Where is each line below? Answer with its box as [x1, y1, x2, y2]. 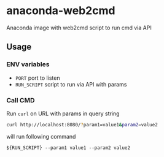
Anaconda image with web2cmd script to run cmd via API [6, 24, 152, 31]
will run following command [6, 132, 76, 140]
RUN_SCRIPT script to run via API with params [15, 80, 127, 88]
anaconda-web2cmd [6, 4, 115, 18]
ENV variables [6, 60, 50, 69]
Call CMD [6, 96, 35, 104]
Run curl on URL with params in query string [6, 110, 120, 117]
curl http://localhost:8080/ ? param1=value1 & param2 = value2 [6, 121, 158, 128]
